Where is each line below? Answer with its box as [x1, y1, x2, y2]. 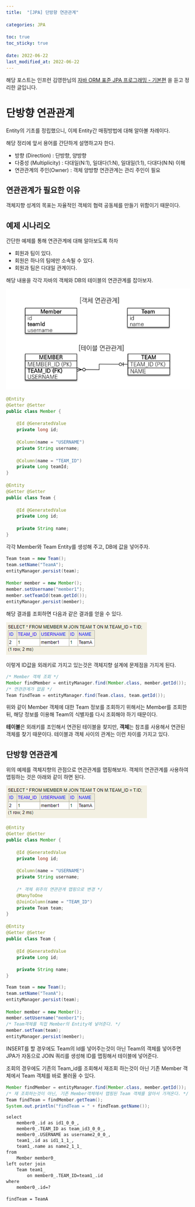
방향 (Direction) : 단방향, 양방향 [14, 152, 87, 159]
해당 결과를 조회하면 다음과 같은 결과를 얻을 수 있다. [6, 610, 123, 617]
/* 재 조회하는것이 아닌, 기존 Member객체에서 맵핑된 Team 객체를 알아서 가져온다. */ [6, 1090, 189, 1096]
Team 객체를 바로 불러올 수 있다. [21, 1072, 96, 1079]
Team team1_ [16, 1167, 46, 1173]
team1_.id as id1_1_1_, [16, 1138, 75, 1144]
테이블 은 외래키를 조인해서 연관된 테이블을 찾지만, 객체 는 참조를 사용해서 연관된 [6, 723, 186, 730]
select [6, 1114, 22, 1120]
